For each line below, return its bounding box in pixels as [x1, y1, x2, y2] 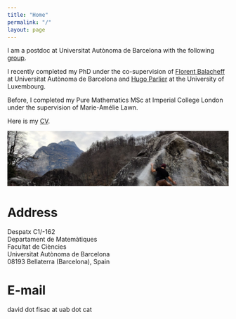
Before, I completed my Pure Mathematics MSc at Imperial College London [7, 96, 223, 105]
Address [7, 204, 58, 221]
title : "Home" [7, 11, 49, 18]
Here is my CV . [7, 117, 51, 126]
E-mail [7, 282, 46, 298]
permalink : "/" [7, 18, 52, 26]
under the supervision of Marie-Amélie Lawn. [7, 103, 138, 112]
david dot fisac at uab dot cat [7, 306, 93, 314]
